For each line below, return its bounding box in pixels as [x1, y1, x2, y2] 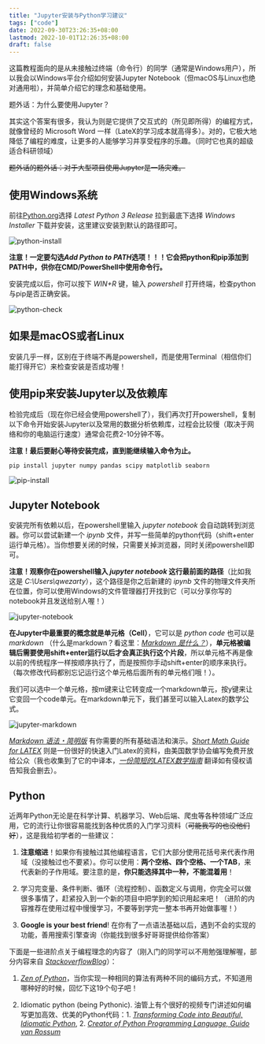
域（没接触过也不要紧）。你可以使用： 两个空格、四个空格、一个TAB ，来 [20, 857, 252, 867]
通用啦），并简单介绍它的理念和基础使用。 [15, 84, 150, 93]
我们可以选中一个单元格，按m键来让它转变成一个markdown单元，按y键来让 [9, 685, 253, 694]
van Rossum [20, 1027, 61, 1037]
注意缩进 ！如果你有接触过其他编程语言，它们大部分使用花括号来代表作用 [20, 848, 255, 857]
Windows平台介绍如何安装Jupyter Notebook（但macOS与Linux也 [35, 73, 249, 83]
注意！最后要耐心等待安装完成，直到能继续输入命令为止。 [9, 446, 195, 455]
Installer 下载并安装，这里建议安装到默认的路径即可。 [9, 220, 182, 229]
